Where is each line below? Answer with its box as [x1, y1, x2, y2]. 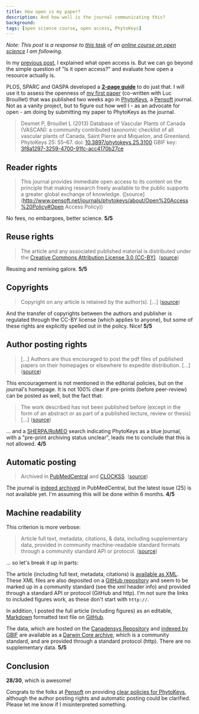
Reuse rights [6, 232, 54, 242]
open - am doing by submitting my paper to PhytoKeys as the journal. [6, 108, 176, 116]
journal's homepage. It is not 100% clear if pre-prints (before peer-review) [6, 386, 188, 393]
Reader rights [6, 162, 57, 172]
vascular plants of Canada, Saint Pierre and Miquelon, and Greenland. [20, 133, 191, 140]
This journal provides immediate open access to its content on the [20, 178, 182, 185]
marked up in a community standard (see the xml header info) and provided [6, 583, 191, 590]
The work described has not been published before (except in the [20, 404, 181, 411]
